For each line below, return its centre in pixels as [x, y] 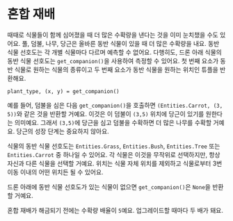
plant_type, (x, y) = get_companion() [63, 91]
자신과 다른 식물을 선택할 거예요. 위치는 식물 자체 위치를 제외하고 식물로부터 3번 [115, 163]
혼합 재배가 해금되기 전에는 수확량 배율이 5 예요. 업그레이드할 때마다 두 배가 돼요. [115, 210]
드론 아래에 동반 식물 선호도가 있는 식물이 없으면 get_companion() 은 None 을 [109, 187]
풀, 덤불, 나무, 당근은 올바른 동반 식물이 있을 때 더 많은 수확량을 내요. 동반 [121, 43]
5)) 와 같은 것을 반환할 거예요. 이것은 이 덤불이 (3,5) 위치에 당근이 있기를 [106, 114]
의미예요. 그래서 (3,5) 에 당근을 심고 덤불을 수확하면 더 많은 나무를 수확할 [113, 122]
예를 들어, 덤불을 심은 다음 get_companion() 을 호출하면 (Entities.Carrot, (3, [115, 105]
